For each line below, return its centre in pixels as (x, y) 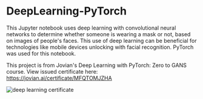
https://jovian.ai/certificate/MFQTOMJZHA (59, 78)
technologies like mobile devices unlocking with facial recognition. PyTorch (100, 47)
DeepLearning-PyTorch (67, 11)
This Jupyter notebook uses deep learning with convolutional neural (91, 28)
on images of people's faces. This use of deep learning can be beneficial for (101, 40)
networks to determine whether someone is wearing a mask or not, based (98, 34)
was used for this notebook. (41, 53)
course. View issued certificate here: (52, 71)
